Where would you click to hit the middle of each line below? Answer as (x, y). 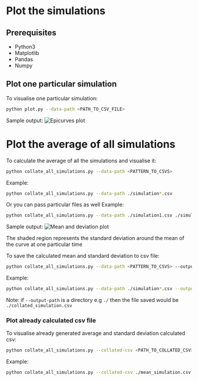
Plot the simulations (56, 11)
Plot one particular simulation (61, 84)
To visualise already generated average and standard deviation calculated (96, 333)
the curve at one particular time (44, 244)
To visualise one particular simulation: (52, 98)
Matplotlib (27, 53)
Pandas (24, 59)
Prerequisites (31, 33)
